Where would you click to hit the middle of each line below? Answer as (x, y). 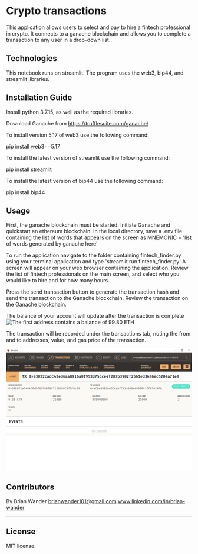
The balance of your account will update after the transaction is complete (95, 316)
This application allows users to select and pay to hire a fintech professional (98, 27)
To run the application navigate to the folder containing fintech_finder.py (94, 255)
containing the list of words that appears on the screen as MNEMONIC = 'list (99, 237)
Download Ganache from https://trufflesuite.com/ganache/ (77, 123)
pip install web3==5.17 (33, 146)
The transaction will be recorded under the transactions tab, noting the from (98, 334)
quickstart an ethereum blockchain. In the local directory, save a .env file (94, 231)
